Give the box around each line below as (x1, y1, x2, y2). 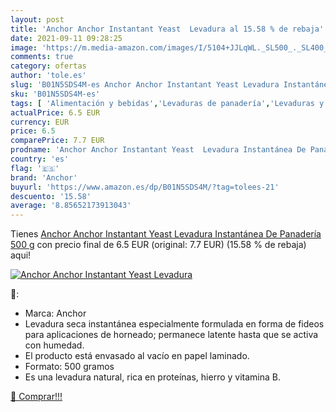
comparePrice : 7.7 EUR (10, 136, 105, 146)
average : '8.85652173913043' (10, 201, 132, 211)
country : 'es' (10, 154, 70, 164)
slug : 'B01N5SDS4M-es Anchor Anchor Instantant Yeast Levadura (10, 80, 280, 90)
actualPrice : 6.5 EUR (10, 107, 101, 118)
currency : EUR (10, 117, 70, 127)
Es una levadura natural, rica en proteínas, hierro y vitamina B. (24, 371, 282, 383)
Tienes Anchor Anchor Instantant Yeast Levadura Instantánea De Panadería (10, 228, 322, 240)
